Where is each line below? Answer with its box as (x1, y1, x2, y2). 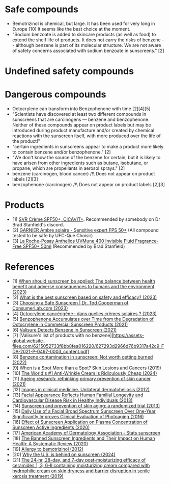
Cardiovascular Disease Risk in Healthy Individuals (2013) (12, 397, 133, 403)
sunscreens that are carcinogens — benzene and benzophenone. (12, 116, 150, 123)
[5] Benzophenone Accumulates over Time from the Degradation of (12, 316, 154, 322)
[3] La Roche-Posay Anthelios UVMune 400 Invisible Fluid (12, 238, 134, 244)
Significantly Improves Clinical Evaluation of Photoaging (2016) (12, 413, 144, 419)
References (5, 261, 54, 273)
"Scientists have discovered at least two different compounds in (12, 111, 147, 117)
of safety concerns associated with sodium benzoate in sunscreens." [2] (12, 47, 164, 54)
